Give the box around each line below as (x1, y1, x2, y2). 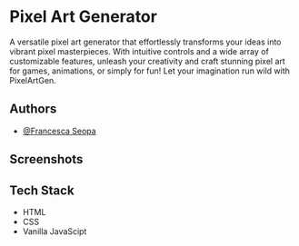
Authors (9, 102, 57, 117)
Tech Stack (9, 182, 75, 198)
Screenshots (9, 152, 84, 167)
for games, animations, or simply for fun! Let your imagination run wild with (9, 65, 291, 76)
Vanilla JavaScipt (22, 225, 87, 237)
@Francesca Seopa (22, 125, 97, 136)
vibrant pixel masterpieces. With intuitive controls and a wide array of (9, 45, 270, 56)
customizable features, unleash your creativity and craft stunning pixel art (9, 55, 286, 66)
